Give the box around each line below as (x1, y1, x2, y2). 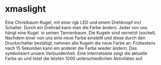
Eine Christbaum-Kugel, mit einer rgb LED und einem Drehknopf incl (5, 19, 142, 25)
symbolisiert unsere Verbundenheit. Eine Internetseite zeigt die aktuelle (5, 50, 147, 56)
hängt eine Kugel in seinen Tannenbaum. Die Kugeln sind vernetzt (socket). (5, 30, 157, 35)
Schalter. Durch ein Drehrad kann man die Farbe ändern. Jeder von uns (5, 24, 148, 30)
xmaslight (5, 3, 46, 15)
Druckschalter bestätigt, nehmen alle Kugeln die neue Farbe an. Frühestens (5, 40, 156, 46)
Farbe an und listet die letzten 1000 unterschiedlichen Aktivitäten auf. (5, 55, 144, 61)
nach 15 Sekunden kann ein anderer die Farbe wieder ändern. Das (5, 45, 137, 51)
